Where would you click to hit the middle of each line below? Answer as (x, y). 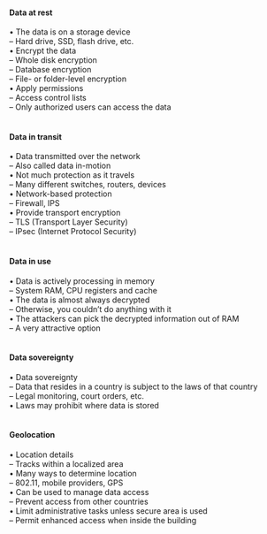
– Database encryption (50, 70)
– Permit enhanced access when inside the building (103, 521)
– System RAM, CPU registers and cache (83, 290)
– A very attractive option (55, 328)
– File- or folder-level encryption (68, 79)
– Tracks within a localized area (66, 464)
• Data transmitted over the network (75, 156)
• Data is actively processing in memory (82, 281)
